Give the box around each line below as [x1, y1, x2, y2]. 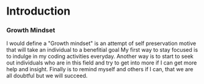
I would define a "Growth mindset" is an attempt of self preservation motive [6, 40, 197, 47]
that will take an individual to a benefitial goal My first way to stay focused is [6, 46, 199, 54]
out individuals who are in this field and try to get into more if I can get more [6, 59, 197, 66]
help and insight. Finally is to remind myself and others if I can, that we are [6, 66, 194, 73]
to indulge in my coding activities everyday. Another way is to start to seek [6, 53, 194, 60]
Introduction [6, 4, 71, 18]
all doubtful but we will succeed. [6, 72, 88, 80]
